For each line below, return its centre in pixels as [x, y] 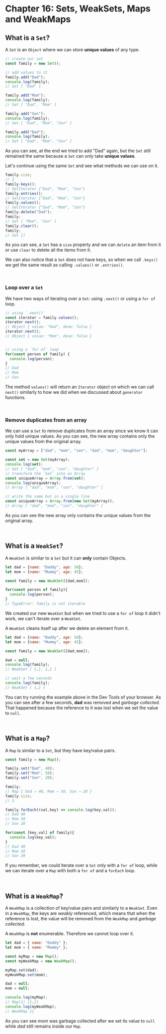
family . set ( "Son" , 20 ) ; [30, 778]
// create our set [24, 59]
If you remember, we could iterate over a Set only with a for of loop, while [81, 865]
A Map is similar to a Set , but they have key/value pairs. [60, 750]
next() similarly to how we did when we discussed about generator [74, 392]
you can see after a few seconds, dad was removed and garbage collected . [83, 702]
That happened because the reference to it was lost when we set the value [82, 708]
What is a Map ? [28, 738]
